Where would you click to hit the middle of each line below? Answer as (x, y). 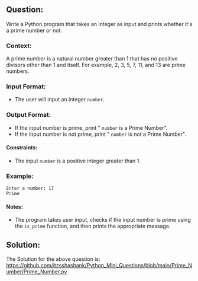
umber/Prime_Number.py (37, 272)
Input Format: (26, 87)
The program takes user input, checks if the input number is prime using (103, 220)
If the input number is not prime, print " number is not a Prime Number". (100, 134)
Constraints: (22, 148)
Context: (19, 46)
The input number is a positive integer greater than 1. (77, 161)
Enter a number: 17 (30, 189)
